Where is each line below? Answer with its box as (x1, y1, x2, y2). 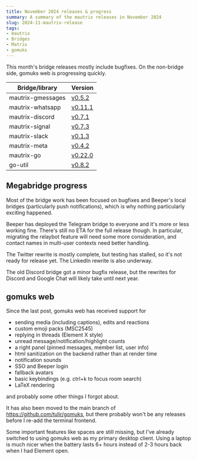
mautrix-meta (9, 141, 48, 149)
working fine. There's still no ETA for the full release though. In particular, (6, 227, 183, 234)
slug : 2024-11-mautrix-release (6, 19, 83, 25)
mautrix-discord (9, 113, 55, 121)
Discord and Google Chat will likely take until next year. (6, 275, 139, 282)
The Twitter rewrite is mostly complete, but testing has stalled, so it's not (6, 250, 182, 257)
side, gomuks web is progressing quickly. (6, 69, 107, 77)
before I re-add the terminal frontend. (6, 417, 97, 424)
